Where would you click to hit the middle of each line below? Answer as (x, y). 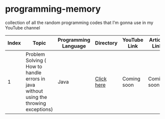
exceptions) (39, 109)
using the (37, 97)
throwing (36, 103)
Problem (35, 54)
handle (34, 72)
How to (34, 66)
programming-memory (53, 9)
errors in (36, 78)
